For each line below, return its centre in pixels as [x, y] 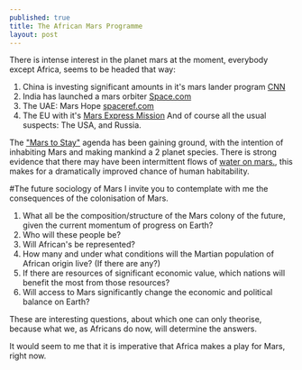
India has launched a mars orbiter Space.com [107, 96]
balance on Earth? [56, 302]
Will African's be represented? [78, 245]
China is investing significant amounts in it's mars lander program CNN [154, 87]
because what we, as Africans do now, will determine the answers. [133, 329]
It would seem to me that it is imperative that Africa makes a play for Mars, [147, 347]
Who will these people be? [72, 235]
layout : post [34, 34]
